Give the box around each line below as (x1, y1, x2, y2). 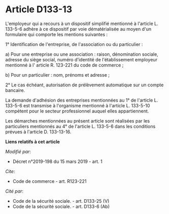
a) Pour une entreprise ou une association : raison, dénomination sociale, (5, 51, 159, 57)
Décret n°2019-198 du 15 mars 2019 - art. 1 (12, 158, 103, 164)
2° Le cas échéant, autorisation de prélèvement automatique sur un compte (5, 82, 164, 88)
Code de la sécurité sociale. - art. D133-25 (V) (12, 198, 109, 204)
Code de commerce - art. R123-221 (12, 178, 87, 184)
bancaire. (5, 87, 25, 93)
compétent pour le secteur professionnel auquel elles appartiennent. (5, 108, 149, 114)
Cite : (5, 168, 15, 174)
